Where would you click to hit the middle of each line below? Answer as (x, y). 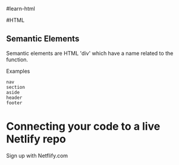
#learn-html (21, 9)
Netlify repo (36, 139)
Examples (18, 71)
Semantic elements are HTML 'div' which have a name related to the (90, 53)
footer (14, 103)
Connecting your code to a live (83, 126)
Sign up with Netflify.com (37, 155)
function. (17, 60)
